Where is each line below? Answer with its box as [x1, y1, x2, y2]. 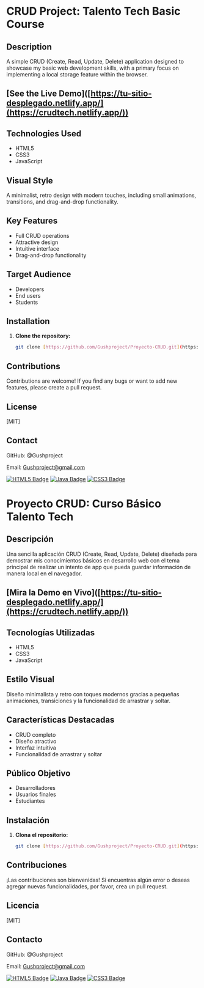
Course [6, 17, 45, 31]
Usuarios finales [15, 791, 56, 798]
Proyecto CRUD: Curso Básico [6, 496, 162, 511]
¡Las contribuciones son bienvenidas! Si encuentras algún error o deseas [6, 876, 191, 883]
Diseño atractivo [15, 737, 57, 745]
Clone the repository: [15, 332, 71, 340]
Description [6, 42, 52, 52]
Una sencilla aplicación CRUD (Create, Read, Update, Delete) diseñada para [6, 550, 197, 558]
